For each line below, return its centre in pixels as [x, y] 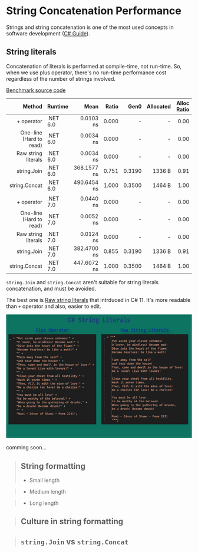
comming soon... [27, 448]
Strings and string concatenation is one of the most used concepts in [90, 27]
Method [32, 106]
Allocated [159, 106]
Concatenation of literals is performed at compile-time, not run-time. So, [94, 66]
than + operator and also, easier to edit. [54, 306]
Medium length [48, 492]
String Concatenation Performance [94, 11]
